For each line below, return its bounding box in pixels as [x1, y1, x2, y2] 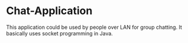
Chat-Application [6, 4, 93, 18]
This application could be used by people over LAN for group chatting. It [6, 24, 182, 31]
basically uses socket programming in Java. [6, 29, 114, 37]
